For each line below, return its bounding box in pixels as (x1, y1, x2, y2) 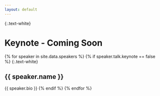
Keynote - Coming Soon (4, 37, 103, 48)
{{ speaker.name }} (4, 72, 64, 80)
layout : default (4, 7, 37, 12)
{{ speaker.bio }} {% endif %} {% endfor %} (4, 85, 92, 91)
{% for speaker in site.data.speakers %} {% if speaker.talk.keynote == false (4, 53, 156, 59)
